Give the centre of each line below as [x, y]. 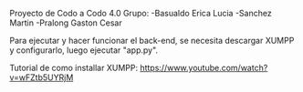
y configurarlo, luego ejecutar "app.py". [84, 50]
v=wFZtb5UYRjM [42, 77]
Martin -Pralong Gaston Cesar [66, 23]
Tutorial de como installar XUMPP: [74, 68]
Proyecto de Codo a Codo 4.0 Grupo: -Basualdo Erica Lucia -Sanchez [141, 13]
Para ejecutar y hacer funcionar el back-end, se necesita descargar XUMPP [152, 41]
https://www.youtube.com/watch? [204, 68]
